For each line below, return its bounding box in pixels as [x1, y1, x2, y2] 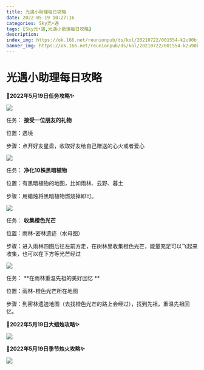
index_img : [6, 37, 34, 43]
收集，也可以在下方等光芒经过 [6, 250, 81, 257]
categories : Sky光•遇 [6, 20, 59, 26]
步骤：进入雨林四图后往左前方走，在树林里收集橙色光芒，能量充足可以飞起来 [6, 242, 198, 250]
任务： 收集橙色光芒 [6, 216, 56, 224]
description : [6, 32, 39, 38]
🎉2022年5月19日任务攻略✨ [6, 92, 75, 99]
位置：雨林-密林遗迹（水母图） [6, 229, 84, 237]
